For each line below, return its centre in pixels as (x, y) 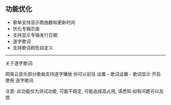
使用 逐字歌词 (19, 80)
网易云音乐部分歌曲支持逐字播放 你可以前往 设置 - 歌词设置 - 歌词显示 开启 (83, 74)
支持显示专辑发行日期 (35, 35)
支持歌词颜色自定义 (33, 48)
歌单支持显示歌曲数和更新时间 (44, 22)
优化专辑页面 (26, 28)
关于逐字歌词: (20, 63)
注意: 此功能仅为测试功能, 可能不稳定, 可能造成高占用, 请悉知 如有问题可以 (82, 91)
